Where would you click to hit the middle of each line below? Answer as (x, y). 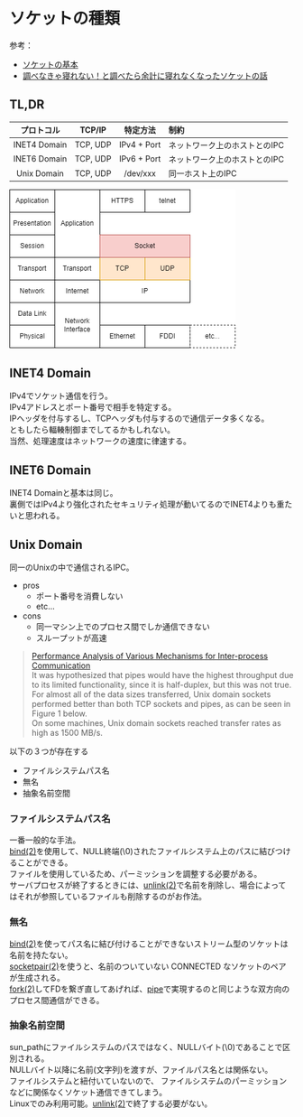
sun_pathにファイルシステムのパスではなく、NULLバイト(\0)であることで (146, 1047)
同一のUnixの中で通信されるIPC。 (72, 567)
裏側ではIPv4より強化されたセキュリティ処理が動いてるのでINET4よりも (143, 504)
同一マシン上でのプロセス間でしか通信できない (123, 626)
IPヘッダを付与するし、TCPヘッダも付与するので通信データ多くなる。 (139, 419)
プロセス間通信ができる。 (57, 1000)
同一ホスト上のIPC (202, 173)
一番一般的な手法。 (45, 840)
